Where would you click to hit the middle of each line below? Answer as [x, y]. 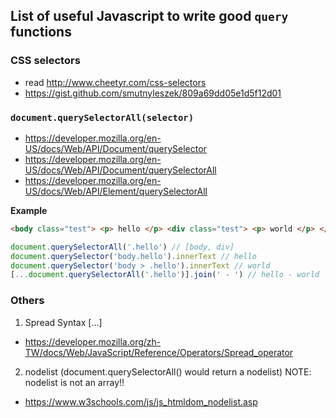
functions [41, 32]
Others [27, 301]
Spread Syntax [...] [63, 322]
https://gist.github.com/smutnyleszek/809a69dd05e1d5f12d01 [153, 93]
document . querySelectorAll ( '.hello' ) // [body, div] [122, 247]
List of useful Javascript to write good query [149, 16]
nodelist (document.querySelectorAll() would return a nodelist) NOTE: [168, 371]
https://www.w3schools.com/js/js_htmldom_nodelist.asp [141, 401]
